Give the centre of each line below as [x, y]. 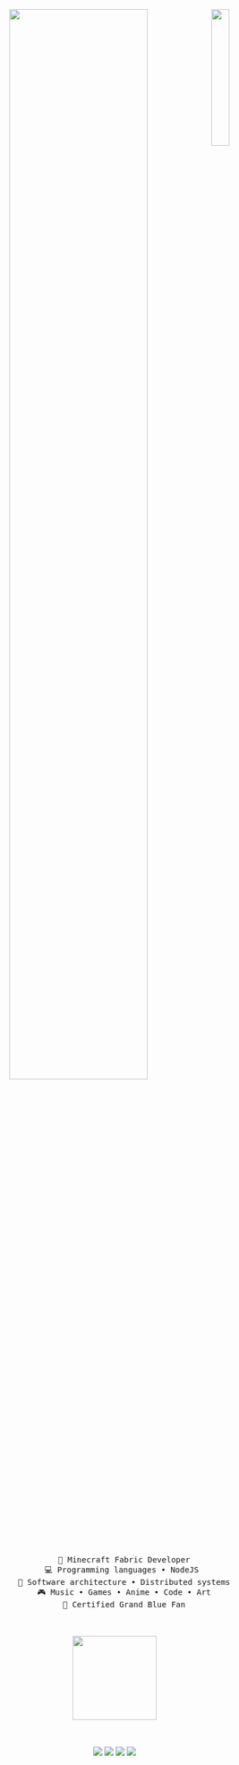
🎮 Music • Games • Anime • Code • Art [124, 1593]
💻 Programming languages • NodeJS [122, 1570]
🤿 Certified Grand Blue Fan [124, 1604]
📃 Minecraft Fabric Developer [124, 1559]
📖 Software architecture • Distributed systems [124, 1582]
